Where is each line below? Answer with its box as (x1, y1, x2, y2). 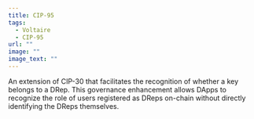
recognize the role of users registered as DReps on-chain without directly (8, 93, 246, 103)
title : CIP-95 (8, 11, 55, 20)
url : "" (8, 41, 34, 49)
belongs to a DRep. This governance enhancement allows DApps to (8, 85, 226, 94)
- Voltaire (15, 26, 51, 34)
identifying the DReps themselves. (8, 101, 120, 110)
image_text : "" (8, 56, 58, 63)
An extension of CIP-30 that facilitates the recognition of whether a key (8, 76, 239, 86)
